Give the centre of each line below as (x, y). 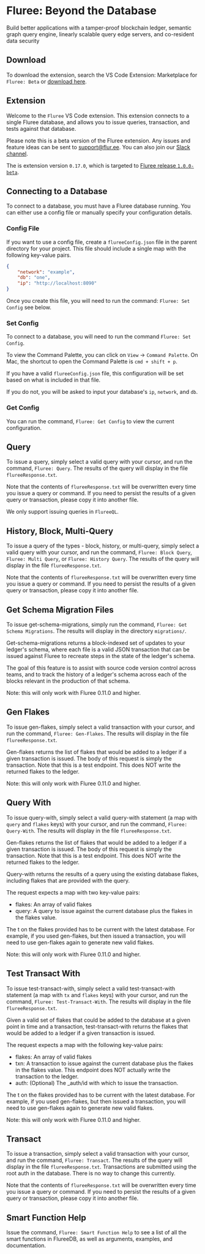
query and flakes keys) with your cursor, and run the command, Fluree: (97, 824)
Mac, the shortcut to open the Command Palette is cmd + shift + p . (92, 362)
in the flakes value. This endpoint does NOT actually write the (93, 1070)
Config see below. (29, 307)
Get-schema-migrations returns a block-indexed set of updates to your (96, 643)
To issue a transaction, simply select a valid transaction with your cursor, (98, 1154)
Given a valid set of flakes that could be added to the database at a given (99, 1020)
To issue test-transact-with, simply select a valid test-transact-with (91, 988)
